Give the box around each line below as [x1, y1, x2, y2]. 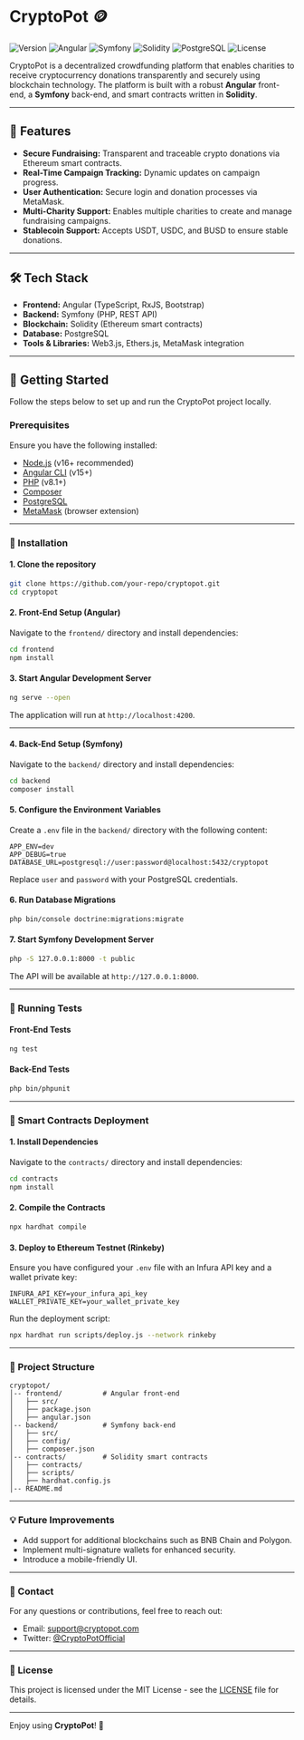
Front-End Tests [9, 1025, 71, 1035]
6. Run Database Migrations [9, 894, 116, 906]
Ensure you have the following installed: [9, 440, 158, 451]
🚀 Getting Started [9, 372, 109, 387]
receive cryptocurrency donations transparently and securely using [9, 69, 261, 81]
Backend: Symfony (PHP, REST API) [22, 308, 158, 319]
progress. [22, 177, 59, 188]
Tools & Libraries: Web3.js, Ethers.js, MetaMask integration [22, 337, 244, 348]
